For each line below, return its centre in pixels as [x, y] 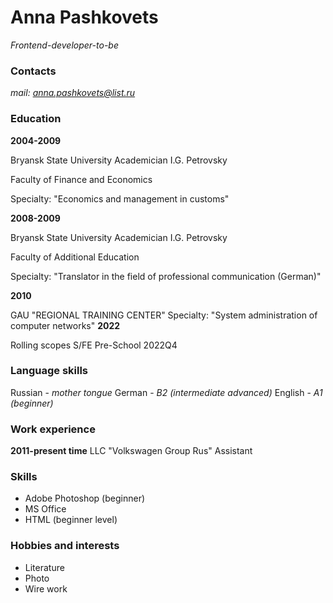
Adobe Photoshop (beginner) [85, 498]
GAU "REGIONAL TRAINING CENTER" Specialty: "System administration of [164, 315]
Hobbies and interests [65, 546]
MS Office [45, 509]
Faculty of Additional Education [75, 257]
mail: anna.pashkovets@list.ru [73, 93]
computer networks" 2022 [65, 325]
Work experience [53, 429]
